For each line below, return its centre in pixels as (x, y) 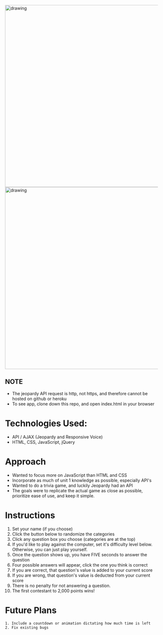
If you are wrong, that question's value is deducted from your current (81, 575)
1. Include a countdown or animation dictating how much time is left (78, 623)
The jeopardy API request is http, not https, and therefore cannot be (80, 393)
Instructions (30, 515)
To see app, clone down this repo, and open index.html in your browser (83, 404)
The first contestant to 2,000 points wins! (53, 591)
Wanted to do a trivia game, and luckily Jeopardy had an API (73, 485)
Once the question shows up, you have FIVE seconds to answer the (80, 554)
